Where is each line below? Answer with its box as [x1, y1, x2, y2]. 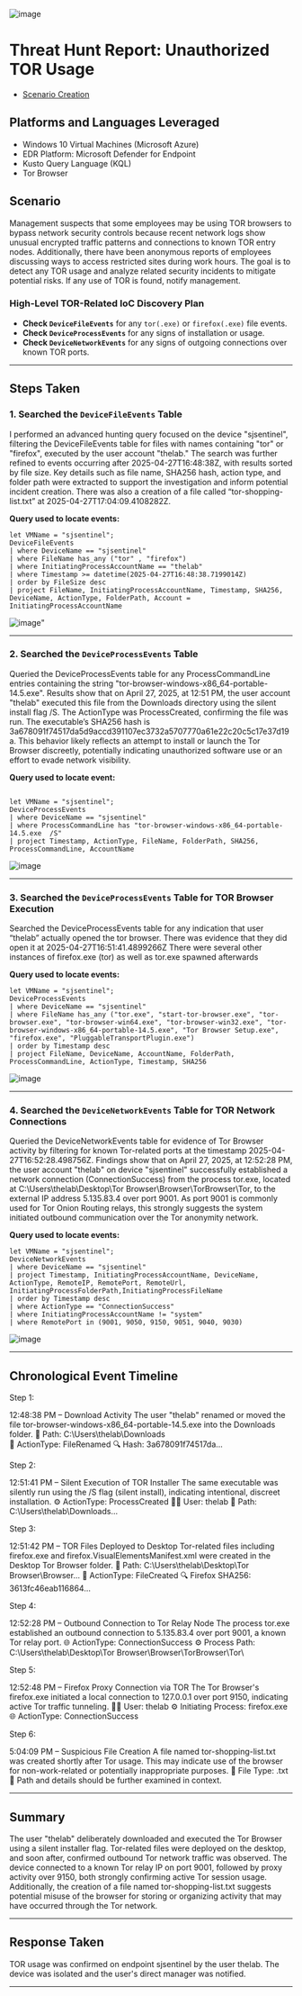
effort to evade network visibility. [9, 754, 131, 765]
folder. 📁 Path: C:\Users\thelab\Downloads [9, 1429, 166, 1440]
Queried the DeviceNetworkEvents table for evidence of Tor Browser [9, 1135, 264, 1147]
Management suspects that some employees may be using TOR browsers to [9, 217, 292, 229]
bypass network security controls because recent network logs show [9, 227, 266, 238]
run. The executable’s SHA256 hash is [9, 716, 151, 727]
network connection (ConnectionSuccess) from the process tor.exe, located [9, 1174, 291, 1185]
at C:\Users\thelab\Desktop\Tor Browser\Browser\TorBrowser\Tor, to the [9, 1184, 276, 1195]
